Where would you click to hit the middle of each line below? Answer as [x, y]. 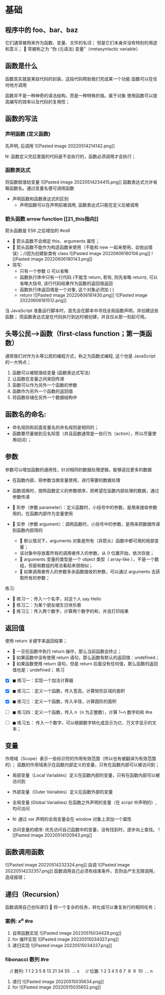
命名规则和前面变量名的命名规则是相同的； [55, 427]
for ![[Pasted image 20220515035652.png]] [56, 987]
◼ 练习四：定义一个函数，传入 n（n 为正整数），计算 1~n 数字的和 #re [82, 712]
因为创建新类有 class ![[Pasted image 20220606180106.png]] [88, 254]
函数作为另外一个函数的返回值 [42, 391]
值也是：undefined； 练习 [38, 670]
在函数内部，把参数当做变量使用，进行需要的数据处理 [66, 480]
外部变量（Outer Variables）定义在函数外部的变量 [63, 792]
